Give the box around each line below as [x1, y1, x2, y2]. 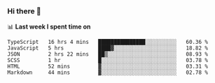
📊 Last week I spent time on [7, 22, 91, 31]
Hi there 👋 [7, 6, 42, 16]
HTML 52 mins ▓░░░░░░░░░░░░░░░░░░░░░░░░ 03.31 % [7, 63, 209, 70]
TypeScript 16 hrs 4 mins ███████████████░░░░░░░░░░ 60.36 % [7, 38, 209, 46]
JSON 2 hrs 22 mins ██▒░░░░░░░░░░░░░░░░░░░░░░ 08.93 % [7, 51, 209, 58]
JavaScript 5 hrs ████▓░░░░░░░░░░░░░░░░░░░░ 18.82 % [7, 45, 209, 52]
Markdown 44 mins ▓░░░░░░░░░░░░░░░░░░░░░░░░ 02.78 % [7, 69, 209, 76]
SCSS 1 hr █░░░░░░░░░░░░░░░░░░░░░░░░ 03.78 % [7, 57, 209, 64]
